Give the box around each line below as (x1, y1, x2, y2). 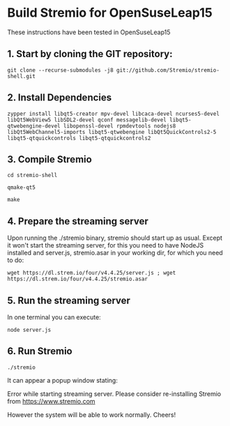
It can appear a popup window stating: (7, 376, 118, 384)
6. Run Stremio (7, 345, 72, 357)
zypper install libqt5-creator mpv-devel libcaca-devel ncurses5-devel (7, 110, 220, 117)
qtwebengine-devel (7, 122, 61, 130)
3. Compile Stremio (7, 153, 92, 165)
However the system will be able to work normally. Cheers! (7, 410, 176, 419)
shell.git (7, 73, 36, 79)
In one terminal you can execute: (7, 313, 101, 321)
